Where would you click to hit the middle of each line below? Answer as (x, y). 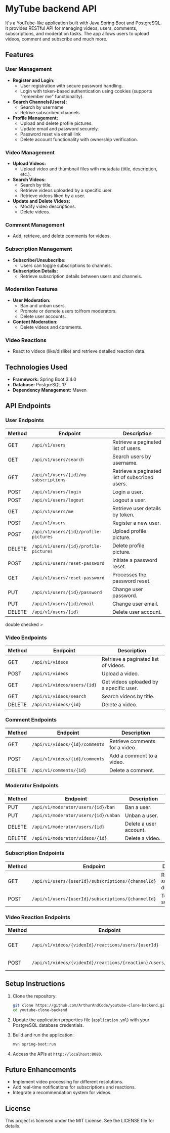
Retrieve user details (136, 508)
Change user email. (135, 604)
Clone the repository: (35, 996)
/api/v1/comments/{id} (59, 771)
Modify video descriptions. (48, 206)
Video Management (30, 152)
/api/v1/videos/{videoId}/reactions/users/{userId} (96, 945)
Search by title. (36, 185)
